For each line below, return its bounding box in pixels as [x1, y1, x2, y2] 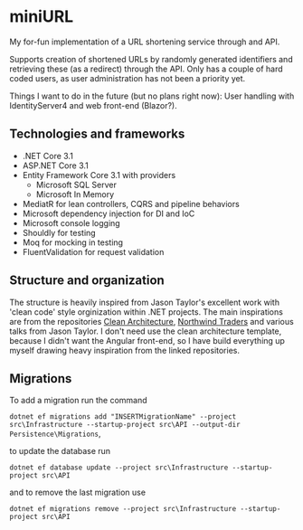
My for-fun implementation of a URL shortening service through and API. [9, 36, 280, 47]
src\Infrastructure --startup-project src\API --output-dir [9, 421, 241, 430]
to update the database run [9, 446, 111, 457]
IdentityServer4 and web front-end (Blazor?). [9, 99, 178, 110]
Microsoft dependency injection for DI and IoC [22, 208, 195, 219]
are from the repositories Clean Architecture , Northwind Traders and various [9, 316, 294, 327]
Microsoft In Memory [35, 188, 115, 200]
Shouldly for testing [22, 227, 97, 238]
